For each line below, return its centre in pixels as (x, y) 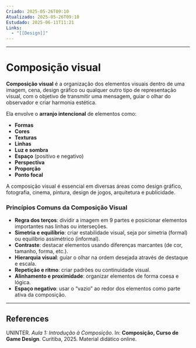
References (27, 318)
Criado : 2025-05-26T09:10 (37, 11)
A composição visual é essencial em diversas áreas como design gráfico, (94, 186)
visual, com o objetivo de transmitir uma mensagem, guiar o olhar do (88, 97)
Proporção (27, 169)
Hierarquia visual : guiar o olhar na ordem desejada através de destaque (101, 257)
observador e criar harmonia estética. (51, 102)
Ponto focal (29, 175)
